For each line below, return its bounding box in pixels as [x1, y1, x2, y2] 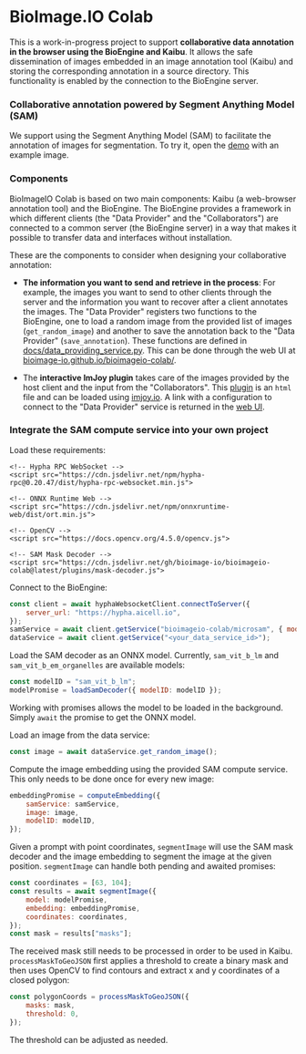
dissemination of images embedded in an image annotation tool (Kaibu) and [9, 56, 294, 67]
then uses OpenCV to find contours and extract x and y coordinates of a [9, 965, 280, 976]
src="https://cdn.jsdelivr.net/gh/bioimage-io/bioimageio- [42, 558, 271, 567]
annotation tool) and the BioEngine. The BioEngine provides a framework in [9, 202, 291, 213]
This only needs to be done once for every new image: [9, 773, 215, 784]
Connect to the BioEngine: [9, 582, 107, 593]
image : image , [25, 808, 79, 817]
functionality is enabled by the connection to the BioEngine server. [9, 75, 259, 86]
